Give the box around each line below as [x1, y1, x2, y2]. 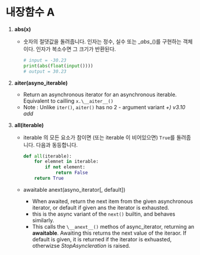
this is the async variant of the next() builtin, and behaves [32, 210, 175, 217]
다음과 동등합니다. [36, 141, 78, 148]
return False [55, 170, 88, 176]
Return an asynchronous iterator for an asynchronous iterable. [23, 91, 177, 98]
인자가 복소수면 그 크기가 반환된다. [36, 45, 116, 53]
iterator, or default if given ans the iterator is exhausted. [32, 204, 169, 211]
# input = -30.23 [23, 57, 67, 63]
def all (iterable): [23, 153, 72, 159]
